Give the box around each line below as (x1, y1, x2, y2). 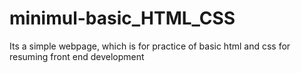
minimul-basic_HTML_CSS (9, 7, 236, 30)
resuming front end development (9, 50, 145, 62)
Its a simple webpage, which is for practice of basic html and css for (9, 40, 291, 52)
